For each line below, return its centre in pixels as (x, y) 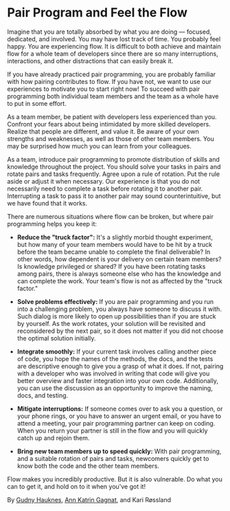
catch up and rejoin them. (53, 437)
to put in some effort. (37, 103)
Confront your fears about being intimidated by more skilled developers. (109, 124)
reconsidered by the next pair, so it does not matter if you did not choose (120, 331)
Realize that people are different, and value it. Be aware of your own (103, 131)
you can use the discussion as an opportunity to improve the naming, (115, 388)
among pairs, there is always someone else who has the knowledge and (119, 274)
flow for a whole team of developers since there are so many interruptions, (113, 54)
